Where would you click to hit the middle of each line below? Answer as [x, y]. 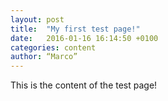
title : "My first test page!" [75, 29]
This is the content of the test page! [84, 85]
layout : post [37, 19]
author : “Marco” [44, 57]
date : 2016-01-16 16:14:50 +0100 [84, 38]
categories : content [53, 47]
